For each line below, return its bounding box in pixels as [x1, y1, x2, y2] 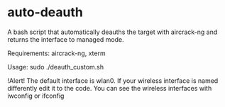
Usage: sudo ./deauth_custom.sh [7, 62, 104, 71]
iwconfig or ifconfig [7, 91, 65, 100]
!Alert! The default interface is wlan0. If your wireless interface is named [7, 76, 219, 85]
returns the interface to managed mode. [7, 35, 124, 43]
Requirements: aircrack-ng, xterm [7, 49, 106, 57]
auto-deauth [7, 4, 83, 21]
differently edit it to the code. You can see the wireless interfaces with [7, 84, 212, 92]
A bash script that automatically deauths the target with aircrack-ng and [7, 28, 218, 36]
